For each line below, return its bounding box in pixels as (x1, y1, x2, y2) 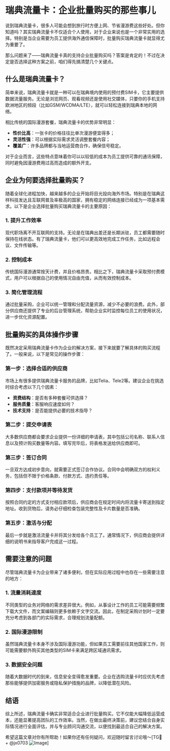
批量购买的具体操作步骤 (5, 330, 78, 339)
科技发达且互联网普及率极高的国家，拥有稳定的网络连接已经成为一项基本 (9, 196, 160, 203)
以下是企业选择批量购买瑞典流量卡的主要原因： (14, 203, 112, 209)
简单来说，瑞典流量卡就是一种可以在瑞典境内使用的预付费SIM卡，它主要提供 (5, 89, 164, 95)
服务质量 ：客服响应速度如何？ (12, 401, 75, 407)
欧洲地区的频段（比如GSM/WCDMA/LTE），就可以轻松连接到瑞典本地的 (5, 102, 153, 108)
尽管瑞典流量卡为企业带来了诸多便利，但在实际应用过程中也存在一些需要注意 (5, 569, 165, 575)
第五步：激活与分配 (5, 520, 52, 527)
